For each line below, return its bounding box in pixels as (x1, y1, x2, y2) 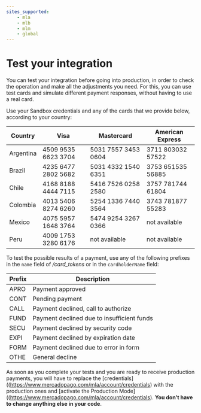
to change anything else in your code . (6, 400, 102, 408)
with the (153, 381, 173, 388)
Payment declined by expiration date (32, 333, 136, 342)
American (154, 128, 184, 136)
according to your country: (6, 114, 72, 121)
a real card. (6, 96, 34, 103)
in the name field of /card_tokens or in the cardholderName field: (6, 261, 159, 268)
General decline (32, 353, 77, 362)
